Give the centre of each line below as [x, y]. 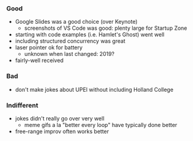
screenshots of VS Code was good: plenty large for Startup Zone [106, 28]
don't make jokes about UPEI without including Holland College [94, 89]
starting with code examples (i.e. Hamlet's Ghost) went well [90, 35]
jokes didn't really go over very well [60, 118]
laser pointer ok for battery [49, 47]
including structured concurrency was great [70, 41]
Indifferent [22, 105]
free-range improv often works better [62, 131]
